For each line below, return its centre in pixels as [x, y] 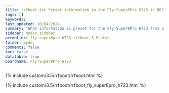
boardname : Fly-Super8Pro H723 [38, 61]
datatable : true [22, 57]
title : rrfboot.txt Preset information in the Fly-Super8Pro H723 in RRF [85, 10]
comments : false [22, 47]
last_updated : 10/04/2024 [32, 24]
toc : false [17, 52]
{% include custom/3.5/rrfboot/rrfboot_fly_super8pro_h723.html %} [76, 85]
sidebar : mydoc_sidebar [30, 33]
